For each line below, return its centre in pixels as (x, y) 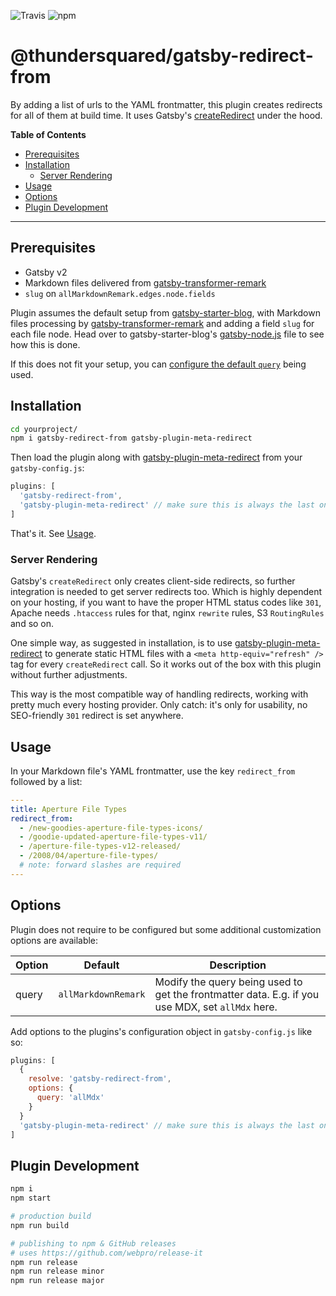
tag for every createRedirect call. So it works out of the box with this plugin (166, 664)
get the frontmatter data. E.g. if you (237, 994)
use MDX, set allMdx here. (216, 1007)
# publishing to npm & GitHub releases (93, 1243)
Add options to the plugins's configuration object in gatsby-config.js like (161, 1031)
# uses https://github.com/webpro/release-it (106, 1253)
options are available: (54, 940)
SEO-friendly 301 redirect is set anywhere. (97, 716)
